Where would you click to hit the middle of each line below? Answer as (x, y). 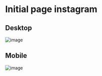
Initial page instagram (51, 9)
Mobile (16, 56)
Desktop (19, 28)
